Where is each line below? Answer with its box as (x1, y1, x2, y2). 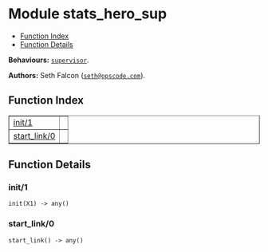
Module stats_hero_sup (8, 5, 167, 23)
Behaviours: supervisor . (8, 55, 89, 65)
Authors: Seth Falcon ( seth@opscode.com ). (8, 70, 146, 80)
